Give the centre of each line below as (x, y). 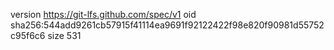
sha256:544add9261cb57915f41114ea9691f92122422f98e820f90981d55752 (167, 25)
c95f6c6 (28, 35)
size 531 (64, 35)
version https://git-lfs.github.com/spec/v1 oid (103, 14)
